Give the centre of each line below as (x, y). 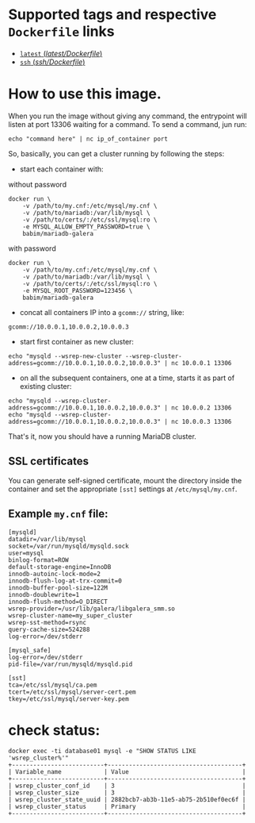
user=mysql (26, 553)
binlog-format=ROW (38, 560)
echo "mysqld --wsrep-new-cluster (65, 356)
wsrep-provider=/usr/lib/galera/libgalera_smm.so (92, 609)
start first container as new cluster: (77, 341)
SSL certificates (49, 461)
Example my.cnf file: (58, 514)
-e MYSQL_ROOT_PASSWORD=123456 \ (78, 290)
